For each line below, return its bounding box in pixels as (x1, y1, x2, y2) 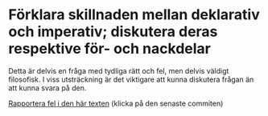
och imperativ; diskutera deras (8, 22, 218, 41)
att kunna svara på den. (8, 82, 87, 93)
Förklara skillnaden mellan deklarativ (8, 6, 260, 24)
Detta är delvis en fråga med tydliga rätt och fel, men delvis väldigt (8, 66, 229, 75)
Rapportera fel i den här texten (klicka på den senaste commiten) (8, 98, 224, 108)
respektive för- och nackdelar (8, 40, 211, 58)
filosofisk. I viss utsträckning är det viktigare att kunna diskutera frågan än (8, 74, 254, 84)
